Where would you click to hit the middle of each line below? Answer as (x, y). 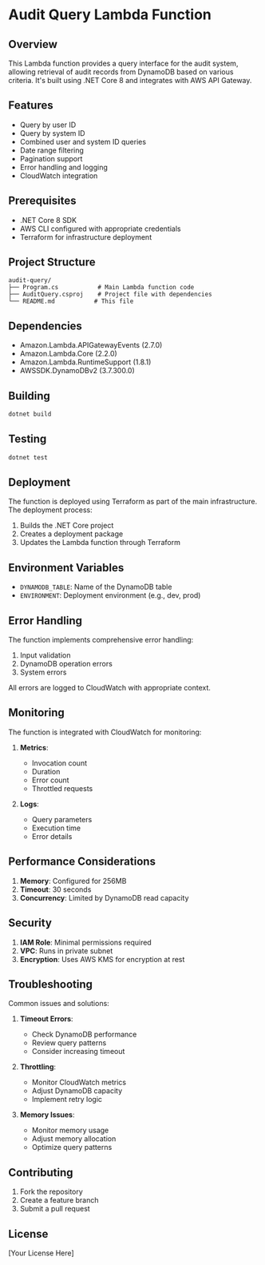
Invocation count (59, 763)
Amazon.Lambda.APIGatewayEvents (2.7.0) (91, 345)
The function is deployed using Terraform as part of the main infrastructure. (133, 502)
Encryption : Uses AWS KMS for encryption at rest (102, 959)
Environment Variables (66, 568)
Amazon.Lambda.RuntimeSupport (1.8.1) (85, 362)
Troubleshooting (51, 984)
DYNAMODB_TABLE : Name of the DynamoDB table (96, 587)
